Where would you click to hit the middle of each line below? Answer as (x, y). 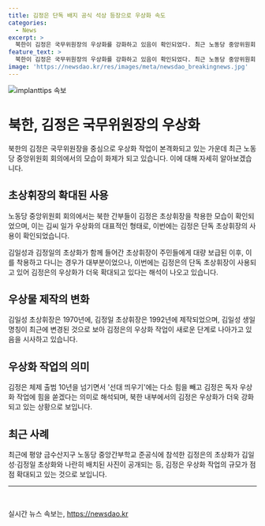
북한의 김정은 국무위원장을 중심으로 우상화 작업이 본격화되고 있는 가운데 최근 (125, 148)
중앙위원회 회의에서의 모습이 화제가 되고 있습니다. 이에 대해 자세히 (117, 158)
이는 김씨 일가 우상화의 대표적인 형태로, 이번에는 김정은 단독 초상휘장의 (140, 226)
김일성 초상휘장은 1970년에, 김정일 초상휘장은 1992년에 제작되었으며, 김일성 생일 (132, 319)
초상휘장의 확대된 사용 (58, 195)
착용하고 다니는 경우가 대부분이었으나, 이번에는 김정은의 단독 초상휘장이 (126, 262)
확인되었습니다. (46, 235)
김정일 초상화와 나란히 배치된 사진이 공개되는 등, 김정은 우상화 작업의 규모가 (132, 464)
